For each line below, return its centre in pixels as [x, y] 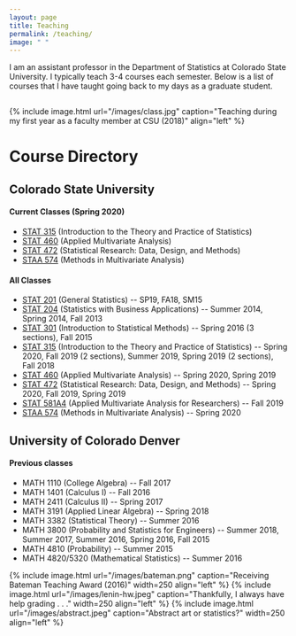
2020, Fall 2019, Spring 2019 [74, 394]
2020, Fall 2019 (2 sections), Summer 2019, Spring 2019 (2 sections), [148, 356]
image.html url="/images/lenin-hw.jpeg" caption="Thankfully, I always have [147, 593]
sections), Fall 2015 [57, 337]
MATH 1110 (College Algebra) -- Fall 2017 [96, 483]
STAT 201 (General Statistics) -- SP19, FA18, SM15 [112, 300]
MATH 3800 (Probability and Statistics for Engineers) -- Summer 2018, [151, 530]
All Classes [30, 280]
